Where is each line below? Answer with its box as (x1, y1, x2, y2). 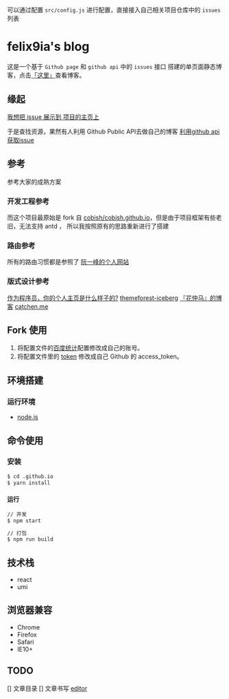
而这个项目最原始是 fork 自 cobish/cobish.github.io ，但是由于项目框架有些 (7, 213, 216, 222)
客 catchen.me (7, 302, 49, 310)
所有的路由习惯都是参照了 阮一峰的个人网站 (7, 258, 129, 266)
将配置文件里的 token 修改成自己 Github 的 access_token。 (16, 352, 183, 361)
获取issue (7, 136, 34, 144)
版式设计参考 (7, 277, 50, 286)
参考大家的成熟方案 (7, 178, 62, 186)
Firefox (16, 630, 38, 638)
